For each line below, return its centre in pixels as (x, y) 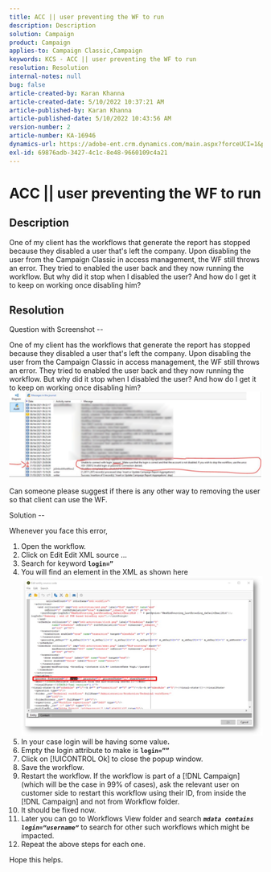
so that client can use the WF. (58, 500)
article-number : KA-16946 (52, 136)
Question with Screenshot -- (56, 330)
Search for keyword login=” (67, 563)
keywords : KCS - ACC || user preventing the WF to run (103, 59)
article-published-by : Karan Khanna (70, 110)
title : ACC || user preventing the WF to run (86, 17)
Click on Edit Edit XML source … (74, 555)
